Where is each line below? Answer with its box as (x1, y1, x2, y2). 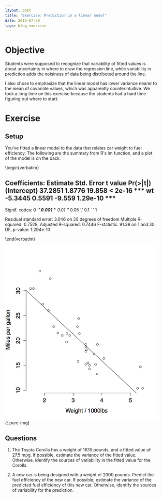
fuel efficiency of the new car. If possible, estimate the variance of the (12, 477, 152, 483)
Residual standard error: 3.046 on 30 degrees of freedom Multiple (5, 216, 137, 222)
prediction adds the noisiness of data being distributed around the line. (5, 71, 147, 77)
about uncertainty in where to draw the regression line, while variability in (5, 66, 151, 72)
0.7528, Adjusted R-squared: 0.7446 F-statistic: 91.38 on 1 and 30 (23, 221, 155, 227)
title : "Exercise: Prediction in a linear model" (5, 13, 107, 18)
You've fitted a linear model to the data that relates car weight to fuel (5, 145, 142, 151)
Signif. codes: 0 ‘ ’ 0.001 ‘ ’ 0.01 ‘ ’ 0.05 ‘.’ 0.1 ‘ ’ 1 (5, 207, 97, 213)
